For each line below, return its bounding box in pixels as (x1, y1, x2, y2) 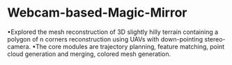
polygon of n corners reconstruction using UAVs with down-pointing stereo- (7, 35, 226, 43)
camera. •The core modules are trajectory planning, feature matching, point (7, 42, 225, 50)
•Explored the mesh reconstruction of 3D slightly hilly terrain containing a (7, 28, 219, 36)
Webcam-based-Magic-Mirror (7, 5, 187, 21)
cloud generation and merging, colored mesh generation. (7, 50, 171, 58)
